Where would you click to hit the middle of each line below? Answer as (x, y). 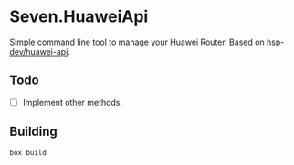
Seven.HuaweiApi (79, 17)
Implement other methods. (73, 102)
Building (33, 132)
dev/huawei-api (39, 51)
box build (28, 152)
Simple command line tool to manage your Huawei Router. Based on (137, 42)
